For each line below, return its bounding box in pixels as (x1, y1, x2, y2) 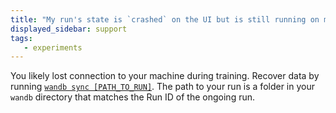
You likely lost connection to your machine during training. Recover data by (10, 70, 320, 82)
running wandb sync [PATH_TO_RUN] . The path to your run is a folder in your (10, 81, 316, 93)
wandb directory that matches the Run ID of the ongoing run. (10, 91, 256, 103)
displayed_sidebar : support (10, 24, 128, 34)
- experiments (23, 42, 83, 53)
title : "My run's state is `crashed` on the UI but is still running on (10, 14, 320, 25)
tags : (10, 33, 33, 43)
